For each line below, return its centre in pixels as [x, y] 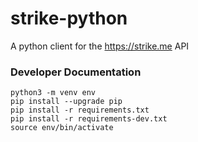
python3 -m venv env [53, 93]
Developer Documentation [76, 72]
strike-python [69, 18]
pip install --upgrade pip [66, 102]
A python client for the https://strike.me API [100, 46]
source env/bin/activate [62, 128]
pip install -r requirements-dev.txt [89, 119]
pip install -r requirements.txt [80, 110]
